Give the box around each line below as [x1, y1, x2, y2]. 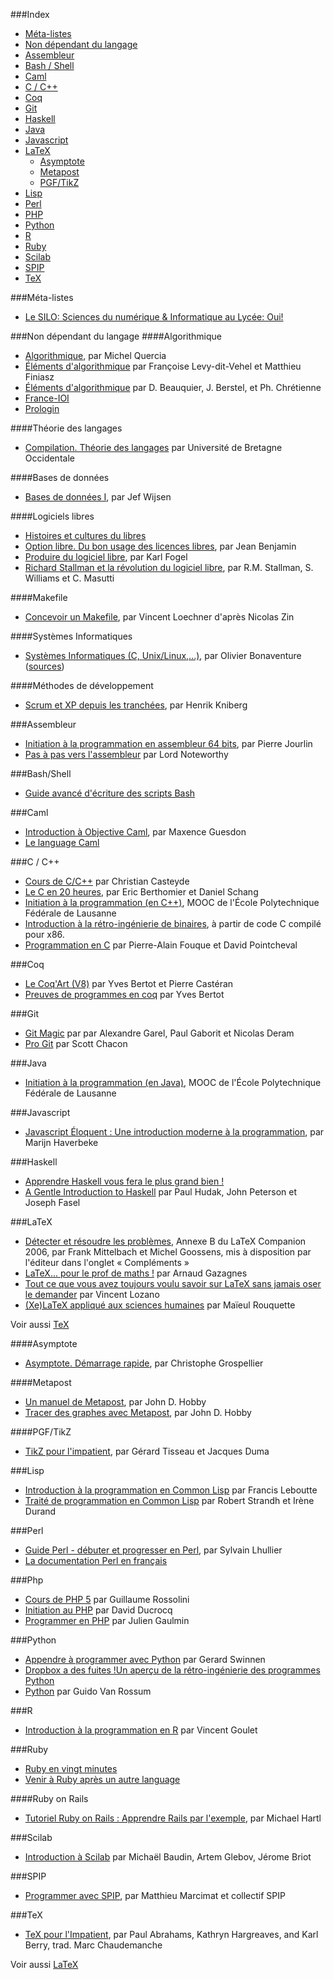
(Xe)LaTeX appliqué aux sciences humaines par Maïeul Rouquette [24, 1299, 296, 1311]
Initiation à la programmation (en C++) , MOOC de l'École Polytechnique [24, 897, 320, 908]
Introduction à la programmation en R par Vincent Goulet [24, 1724, 258, 1736]
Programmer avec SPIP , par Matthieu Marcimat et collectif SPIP [24, 1890, 286, 1901]
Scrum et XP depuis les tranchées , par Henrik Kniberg [24, 699, 248, 711]
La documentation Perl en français [24, 1555, 168, 1566]
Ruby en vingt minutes [24, 1763, 118, 1774]
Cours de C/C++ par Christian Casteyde [24, 875, 190, 887]
